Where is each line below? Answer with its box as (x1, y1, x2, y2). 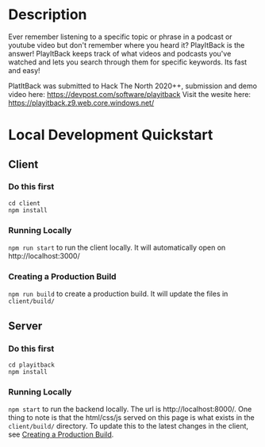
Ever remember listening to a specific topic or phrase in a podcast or (8, 32, 232, 41)
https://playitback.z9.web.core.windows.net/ (8, 98, 155, 107)
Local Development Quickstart (8, 126, 213, 144)
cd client (8, 199, 41, 208)
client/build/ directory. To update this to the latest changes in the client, (8, 422, 248, 431)
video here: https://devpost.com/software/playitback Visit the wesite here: (8, 89, 252, 99)
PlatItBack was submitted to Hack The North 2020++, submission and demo (8, 81, 258, 91)
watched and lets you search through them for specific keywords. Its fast (8, 57, 248, 67)
